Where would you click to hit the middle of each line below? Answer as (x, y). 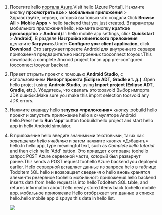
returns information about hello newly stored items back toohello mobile (83, 188)
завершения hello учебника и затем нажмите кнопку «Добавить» (79, 141)
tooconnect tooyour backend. (40, 65)
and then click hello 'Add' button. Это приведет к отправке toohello (79, 151)
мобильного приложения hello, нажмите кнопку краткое (70, 28)
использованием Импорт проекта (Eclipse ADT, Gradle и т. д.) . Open (82, 79)
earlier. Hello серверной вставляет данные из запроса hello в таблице (83, 167)
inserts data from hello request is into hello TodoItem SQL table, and (79, 182)
